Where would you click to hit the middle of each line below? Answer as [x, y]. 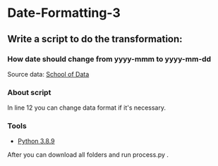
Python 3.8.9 [36, 141]
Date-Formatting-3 [64, 13]
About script [29, 92]
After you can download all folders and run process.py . [88, 155]
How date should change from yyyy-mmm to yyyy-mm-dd [109, 59]
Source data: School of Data [48, 74]
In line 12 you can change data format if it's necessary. [86, 108]
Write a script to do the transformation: [95, 39]
